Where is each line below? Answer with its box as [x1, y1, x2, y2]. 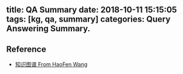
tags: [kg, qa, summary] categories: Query [6, 14, 171, 25]
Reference [6, 44, 47, 54]
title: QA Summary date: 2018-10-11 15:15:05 [6, 5, 178, 15]
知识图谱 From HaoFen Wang [15, 61, 88, 68]
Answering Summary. [6, 23, 91, 34]
